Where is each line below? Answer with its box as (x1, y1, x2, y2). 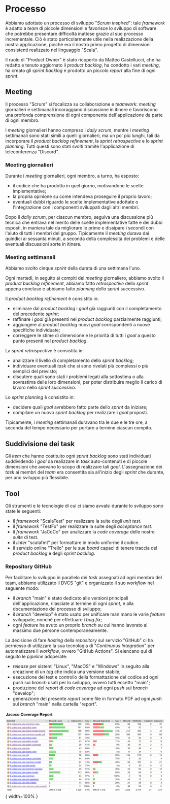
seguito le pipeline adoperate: (5, 653, 67, 660)
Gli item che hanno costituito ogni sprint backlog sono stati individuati (5, 453, 151, 459)
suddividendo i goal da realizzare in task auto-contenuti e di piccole (5, 458, 148, 464)
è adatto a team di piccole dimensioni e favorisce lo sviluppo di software (5, 25, 157, 31)
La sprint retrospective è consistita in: (5, 348, 84, 354)
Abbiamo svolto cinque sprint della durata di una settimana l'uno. (5, 265, 141, 272)
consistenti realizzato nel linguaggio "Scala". (5, 47, 98, 53)
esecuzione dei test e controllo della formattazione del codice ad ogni (12, 674, 159, 680)
